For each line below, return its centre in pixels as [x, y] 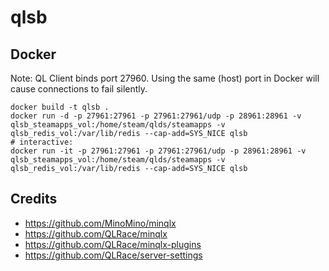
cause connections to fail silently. [79, 89]
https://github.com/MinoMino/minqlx [100, 223]
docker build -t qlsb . [60, 107]
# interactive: [42, 142]
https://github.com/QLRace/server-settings [113, 255]
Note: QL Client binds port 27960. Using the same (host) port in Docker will [165, 78]
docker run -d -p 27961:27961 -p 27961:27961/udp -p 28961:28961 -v [156, 116]
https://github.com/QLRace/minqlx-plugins [113, 244]
